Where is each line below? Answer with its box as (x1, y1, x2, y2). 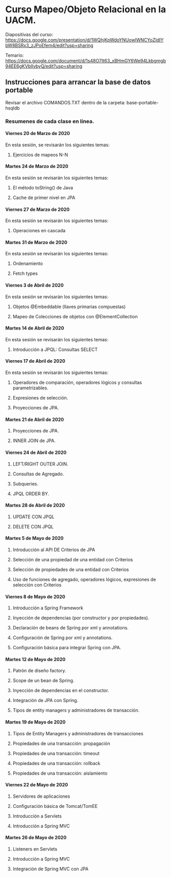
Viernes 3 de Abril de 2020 (5, 282, 64, 289)
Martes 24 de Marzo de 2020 (5, 163, 69, 169)
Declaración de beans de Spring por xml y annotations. (12, 625, 129, 631)
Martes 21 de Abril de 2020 (5, 416, 64, 423)
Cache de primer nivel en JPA (12, 194, 76, 201)
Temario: (5, 52, 24, 58)
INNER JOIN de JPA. (12, 437, 56, 444)
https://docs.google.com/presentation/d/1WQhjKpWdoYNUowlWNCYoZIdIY (5, 37, 164, 43)
